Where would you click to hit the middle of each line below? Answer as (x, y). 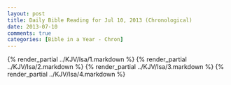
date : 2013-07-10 (33, 26)
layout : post (26, 14)
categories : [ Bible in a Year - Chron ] (65, 40)
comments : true (29, 33)
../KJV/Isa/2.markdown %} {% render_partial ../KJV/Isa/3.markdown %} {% (116, 67)
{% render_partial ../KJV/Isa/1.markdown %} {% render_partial (97, 59)
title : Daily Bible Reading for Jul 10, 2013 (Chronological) (100, 20)
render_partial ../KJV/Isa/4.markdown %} (66, 75)
